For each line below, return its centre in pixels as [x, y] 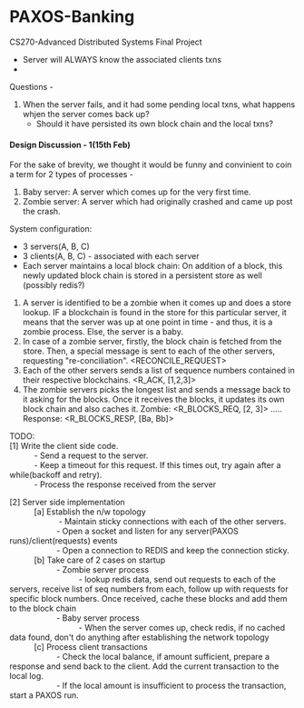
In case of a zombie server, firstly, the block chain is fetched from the [152, 342]
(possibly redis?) [54, 285]
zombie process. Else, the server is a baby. [103, 332]
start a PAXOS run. [44, 695]
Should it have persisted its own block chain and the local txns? [155, 124]
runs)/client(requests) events [64, 541]
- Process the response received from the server [125, 484]
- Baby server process [98, 618]
